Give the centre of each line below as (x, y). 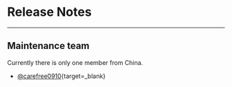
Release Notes (49, 12)
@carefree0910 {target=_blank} (61, 76)
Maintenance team (48, 46)
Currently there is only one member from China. (75, 62)
